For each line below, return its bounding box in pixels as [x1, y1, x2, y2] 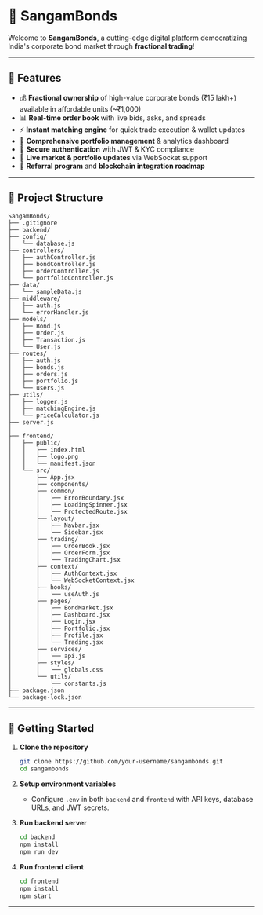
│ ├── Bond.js [8, 322, 61, 330]
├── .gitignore [8, 219, 58, 227]
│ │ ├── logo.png [8, 452, 79, 460]
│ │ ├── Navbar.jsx [8, 522, 100, 529]
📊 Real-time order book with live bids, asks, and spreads [19, 113, 206, 123]
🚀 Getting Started [8, 722, 95, 735]
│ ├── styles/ [8, 659, 76, 667]
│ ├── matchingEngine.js [8, 404, 96, 412]
